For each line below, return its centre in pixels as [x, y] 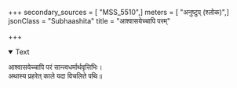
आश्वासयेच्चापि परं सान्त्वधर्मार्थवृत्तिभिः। [55, 67]
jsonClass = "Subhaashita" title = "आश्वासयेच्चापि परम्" [89, 21]
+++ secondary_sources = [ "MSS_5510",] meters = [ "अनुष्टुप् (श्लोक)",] [119, 12]
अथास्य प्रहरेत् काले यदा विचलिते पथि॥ [55, 76]
